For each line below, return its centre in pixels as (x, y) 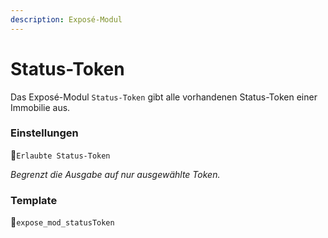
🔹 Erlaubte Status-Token (60, 155)
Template (34, 200)
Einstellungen (44, 133)
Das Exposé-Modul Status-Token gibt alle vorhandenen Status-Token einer (164, 97)
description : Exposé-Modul (66, 19)
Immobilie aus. (40, 107)
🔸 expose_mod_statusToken (62, 222)
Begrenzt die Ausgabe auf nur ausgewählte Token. (115, 174)
